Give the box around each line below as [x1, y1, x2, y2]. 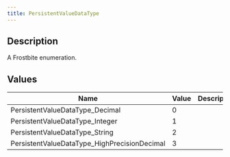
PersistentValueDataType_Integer [10, 117, 118, 126]
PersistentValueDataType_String [10, 128, 114, 137]
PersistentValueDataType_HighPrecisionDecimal [10, 138, 166, 148]
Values [7, 73, 38, 85]
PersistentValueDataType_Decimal [10, 106, 121, 115]
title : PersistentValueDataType [7, 10, 99, 17]
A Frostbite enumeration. [7, 53, 77, 62]
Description [7, 36, 58, 47]
